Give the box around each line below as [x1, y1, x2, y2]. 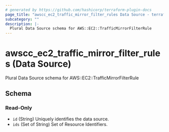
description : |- [5, 21, 39, 27]
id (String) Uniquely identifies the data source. [12, 116, 109, 122]
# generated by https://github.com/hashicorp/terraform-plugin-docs [5, 7, 152, 13]
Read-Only [5, 104, 33, 111]
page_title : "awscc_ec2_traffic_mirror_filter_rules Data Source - [5, 12, 150, 17]
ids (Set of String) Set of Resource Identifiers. [12, 121, 108, 127]
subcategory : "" [5, 17, 39, 22]
